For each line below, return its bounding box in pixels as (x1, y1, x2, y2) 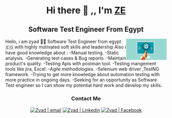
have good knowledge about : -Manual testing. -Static (5, 50, 119, 56)
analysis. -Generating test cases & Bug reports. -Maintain (5, 55, 126, 61)
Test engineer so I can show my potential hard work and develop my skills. (5, 82, 163, 88)
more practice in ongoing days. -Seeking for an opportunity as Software (5, 77, 157, 83)
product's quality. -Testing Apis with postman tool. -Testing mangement (5, 61, 156, 66)
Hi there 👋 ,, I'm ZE (46, 5, 126, 16)
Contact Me (71, 95, 101, 102)
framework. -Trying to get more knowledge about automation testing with (5, 72, 160, 77)
